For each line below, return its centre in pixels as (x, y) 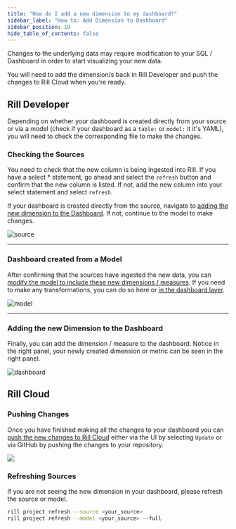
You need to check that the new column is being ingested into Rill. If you (112, 170)
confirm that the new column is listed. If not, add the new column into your (115, 185)
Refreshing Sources (42, 476)
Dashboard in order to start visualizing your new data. (85, 61)
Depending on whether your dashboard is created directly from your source (117, 121)
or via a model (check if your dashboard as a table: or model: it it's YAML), (116, 129)
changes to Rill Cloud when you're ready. (67, 82)
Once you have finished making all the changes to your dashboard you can (116, 430)
